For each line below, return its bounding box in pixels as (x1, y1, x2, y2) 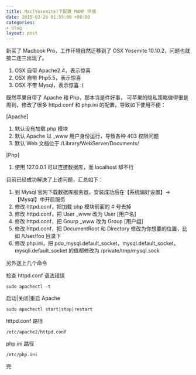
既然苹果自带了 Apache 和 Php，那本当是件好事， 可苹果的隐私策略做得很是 (6, 94, 189, 101)
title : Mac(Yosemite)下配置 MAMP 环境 (6, 8, 97, 15)
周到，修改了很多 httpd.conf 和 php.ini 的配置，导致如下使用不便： (6, 101, 166, 108)
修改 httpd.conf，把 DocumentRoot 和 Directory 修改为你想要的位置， (14, 225, 183, 232)
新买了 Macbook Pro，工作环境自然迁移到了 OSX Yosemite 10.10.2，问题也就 (6, 47, 191, 54)
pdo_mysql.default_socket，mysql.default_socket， (54, 240, 179, 247)
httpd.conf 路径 (6, 318, 43, 325)
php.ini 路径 (6, 340, 35, 347)
